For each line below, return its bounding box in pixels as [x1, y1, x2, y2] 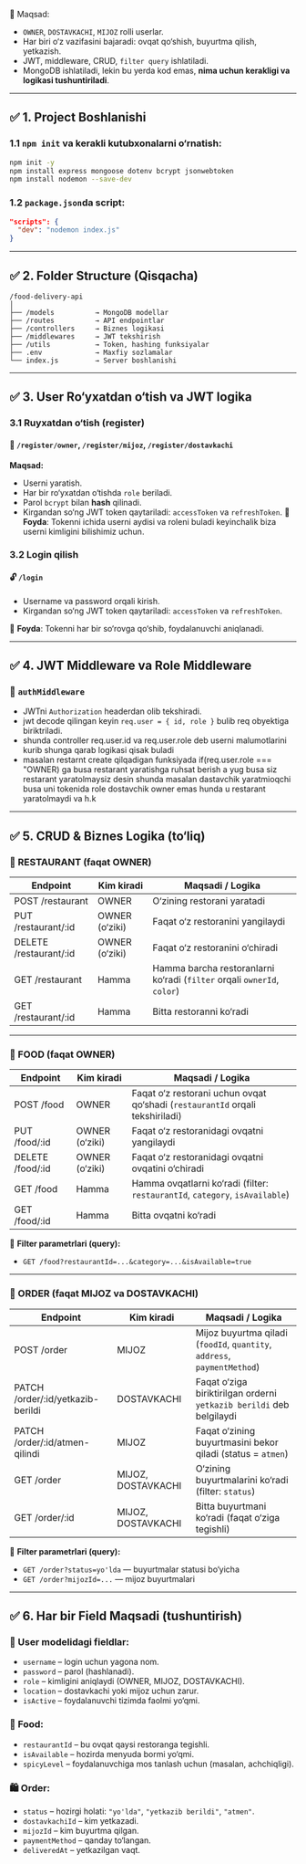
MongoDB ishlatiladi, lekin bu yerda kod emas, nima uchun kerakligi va [22, 65, 291, 76]
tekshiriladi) [131, 1110, 182, 1123]
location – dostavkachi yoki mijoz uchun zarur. [22, 1685, 199, 1697]
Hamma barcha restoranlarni [152, 962, 275, 975]
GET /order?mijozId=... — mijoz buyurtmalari [22, 1573, 196, 1584]
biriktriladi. [22, 726, 63, 737]
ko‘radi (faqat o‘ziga [195, 1511, 280, 1524]
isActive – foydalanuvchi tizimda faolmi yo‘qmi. [22, 1695, 200, 1706]
